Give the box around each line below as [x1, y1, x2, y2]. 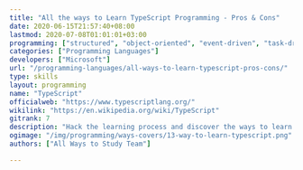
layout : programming [9, 80, 87, 90]
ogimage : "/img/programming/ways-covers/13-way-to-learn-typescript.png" [9, 131, 293, 140]
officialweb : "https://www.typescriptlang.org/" [9, 97, 196, 107]
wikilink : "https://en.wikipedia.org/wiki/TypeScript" [9, 106, 220, 115]
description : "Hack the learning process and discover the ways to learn [9, 123, 293, 132]
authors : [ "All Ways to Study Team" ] [9, 139, 151, 148]
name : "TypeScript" [9, 89, 83, 98]
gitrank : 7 [9, 114, 50, 123]
